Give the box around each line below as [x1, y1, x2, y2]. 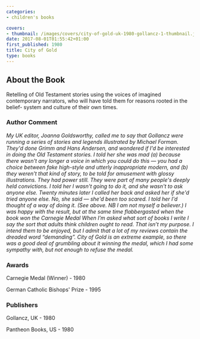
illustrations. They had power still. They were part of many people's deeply [6, 176, 190, 183]
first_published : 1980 [6, 42, 62, 48]
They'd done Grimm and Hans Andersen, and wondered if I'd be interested [6, 144, 190, 152]
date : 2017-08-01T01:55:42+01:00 [6, 36, 89, 42]
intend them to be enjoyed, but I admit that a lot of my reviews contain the [6, 227, 188, 234]
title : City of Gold [6, 47, 58, 54]
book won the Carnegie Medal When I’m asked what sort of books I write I [6, 214, 189, 221]
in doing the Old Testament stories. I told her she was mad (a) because [6, 150, 181, 158]
